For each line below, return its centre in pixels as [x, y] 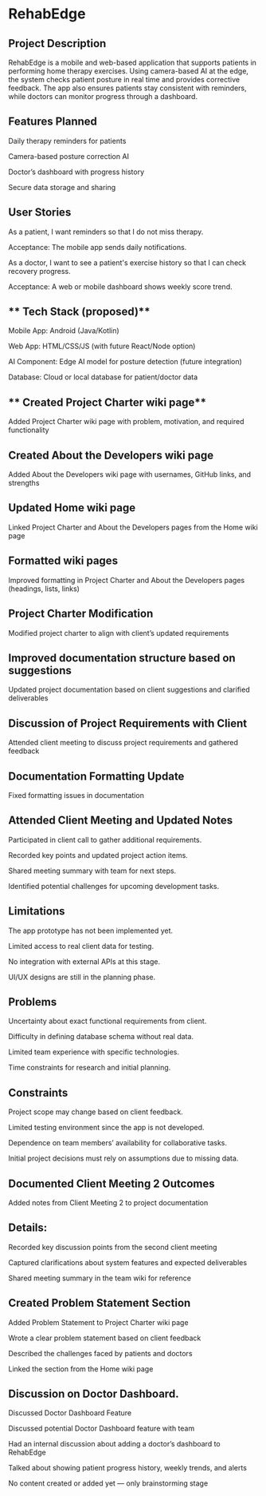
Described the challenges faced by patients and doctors [100, 1353]
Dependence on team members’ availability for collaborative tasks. [117, 1143]
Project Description [57, 44]
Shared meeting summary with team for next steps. [92, 871]
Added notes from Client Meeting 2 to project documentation [108, 1202]
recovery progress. [39, 271]
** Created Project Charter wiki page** [108, 402]
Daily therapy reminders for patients [67, 141]
